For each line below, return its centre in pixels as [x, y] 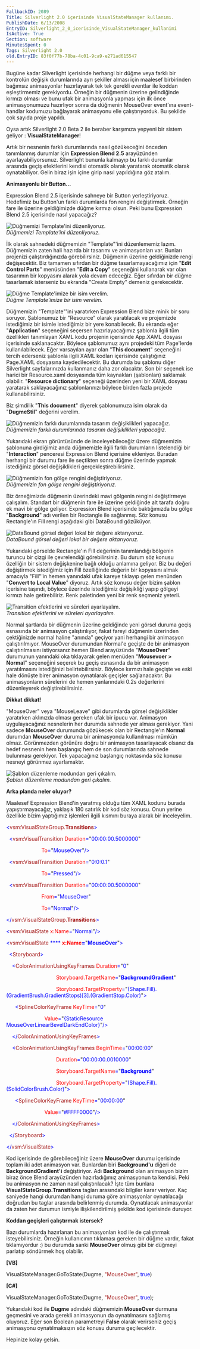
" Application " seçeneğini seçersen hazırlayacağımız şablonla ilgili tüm [93, 330]
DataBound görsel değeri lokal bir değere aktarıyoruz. [72, 539]
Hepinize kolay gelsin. [33, 1339]
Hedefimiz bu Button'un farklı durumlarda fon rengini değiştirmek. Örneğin [97, 202]
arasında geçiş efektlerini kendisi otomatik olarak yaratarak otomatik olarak [98, 166]
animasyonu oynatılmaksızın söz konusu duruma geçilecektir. [81, 1328]
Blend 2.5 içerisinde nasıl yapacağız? [51, 214]
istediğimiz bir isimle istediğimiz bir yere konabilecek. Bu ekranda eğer [92, 324]
